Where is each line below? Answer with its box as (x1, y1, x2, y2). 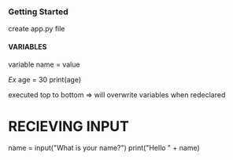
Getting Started (8, 6, 68, 17)
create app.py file (8, 24, 65, 34)
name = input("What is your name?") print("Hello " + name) (8, 144, 201, 153)
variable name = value (8, 60, 80, 69)
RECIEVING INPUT (8, 117, 130, 135)
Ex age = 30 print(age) (8, 75, 82, 84)
